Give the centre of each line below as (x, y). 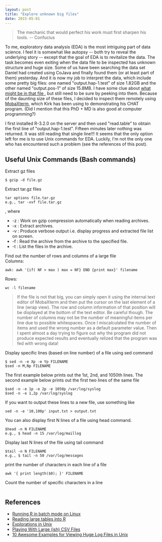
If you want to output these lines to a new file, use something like (70, 402)
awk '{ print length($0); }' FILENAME (44, 474)
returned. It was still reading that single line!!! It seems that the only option (79, 134)
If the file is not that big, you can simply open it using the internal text (86, 297)
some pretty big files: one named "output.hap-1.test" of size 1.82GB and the (81, 83)
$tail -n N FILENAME (26, 452)
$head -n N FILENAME (26, 429)
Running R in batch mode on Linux (46, 514)
